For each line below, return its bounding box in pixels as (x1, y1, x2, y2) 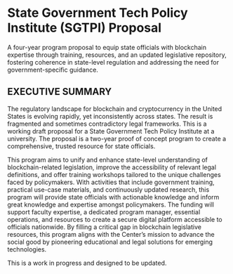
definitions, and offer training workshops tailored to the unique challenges (7, 170, 221, 178)
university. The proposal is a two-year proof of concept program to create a (7, 134, 227, 143)
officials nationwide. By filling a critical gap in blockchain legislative (7, 223, 202, 231)
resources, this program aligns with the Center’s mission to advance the (7, 230, 215, 238)
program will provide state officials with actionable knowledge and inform (7, 193, 220, 201)
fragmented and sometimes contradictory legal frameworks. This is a (7, 119, 207, 128)
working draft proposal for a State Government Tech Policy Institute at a (7, 126, 215, 135)
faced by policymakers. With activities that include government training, (7, 178, 215, 186)
